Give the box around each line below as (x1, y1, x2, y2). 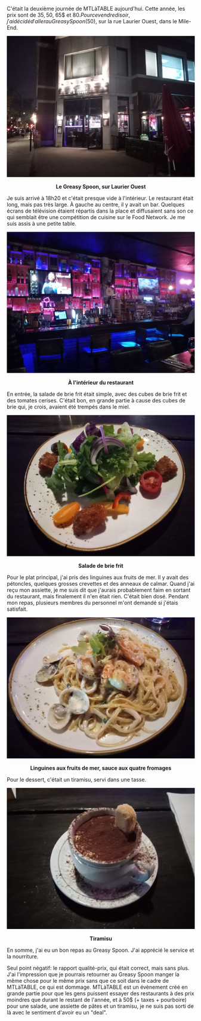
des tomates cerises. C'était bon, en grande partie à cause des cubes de (7, 397, 185, 404)
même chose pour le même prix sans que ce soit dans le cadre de (7, 977, 169, 984)
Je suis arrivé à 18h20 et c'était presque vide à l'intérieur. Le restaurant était (7, 195, 194, 202)
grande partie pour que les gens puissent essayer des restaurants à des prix (7, 990, 194, 997)
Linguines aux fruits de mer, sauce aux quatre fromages (30, 764, 172, 771)
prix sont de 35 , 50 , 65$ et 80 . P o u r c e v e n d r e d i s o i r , (7, 11, 131, 19)
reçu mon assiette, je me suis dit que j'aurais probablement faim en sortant (7, 586, 191, 593)
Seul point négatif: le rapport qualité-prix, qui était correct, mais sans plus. (7, 964, 190, 971)
